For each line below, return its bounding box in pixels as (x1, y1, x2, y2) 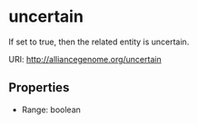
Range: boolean (21, 104, 81, 115)
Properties (8, 80, 70, 96)
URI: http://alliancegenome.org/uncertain (8, 53, 162, 64)
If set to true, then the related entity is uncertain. (8, 36, 190, 47)
